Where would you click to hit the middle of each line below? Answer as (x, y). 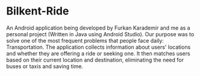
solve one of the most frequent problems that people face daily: (85, 40)
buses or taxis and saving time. (45, 66)
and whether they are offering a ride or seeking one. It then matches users (98, 53)
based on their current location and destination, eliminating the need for (95, 60)
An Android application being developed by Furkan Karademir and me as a (98, 28)
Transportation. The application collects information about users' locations (98, 47)
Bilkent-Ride (38, 11)
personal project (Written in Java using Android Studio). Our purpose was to (100, 34)
